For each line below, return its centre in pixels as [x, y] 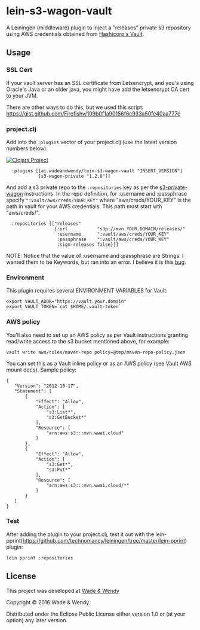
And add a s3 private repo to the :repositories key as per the [82, 187]
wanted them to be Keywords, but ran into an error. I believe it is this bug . [96, 262]
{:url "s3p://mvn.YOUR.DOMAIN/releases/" [120, 229]
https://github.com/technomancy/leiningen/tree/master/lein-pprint [104, 540]
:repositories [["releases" [47, 223]
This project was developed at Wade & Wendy [63, 591]
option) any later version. [37, 620]
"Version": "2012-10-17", [46, 386]
